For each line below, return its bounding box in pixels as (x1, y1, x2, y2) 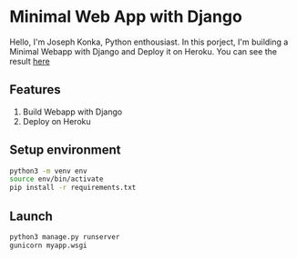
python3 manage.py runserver (9, 233, 120, 242)
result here (9, 55, 50, 66)
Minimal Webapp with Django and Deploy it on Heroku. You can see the (9, 45, 278, 56)
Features (9, 82, 61, 97)
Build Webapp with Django (22, 106, 123, 117)
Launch (9, 208, 53, 224)
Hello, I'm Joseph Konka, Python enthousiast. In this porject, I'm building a (9, 36, 289, 47)
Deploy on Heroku (22, 115, 91, 126)
